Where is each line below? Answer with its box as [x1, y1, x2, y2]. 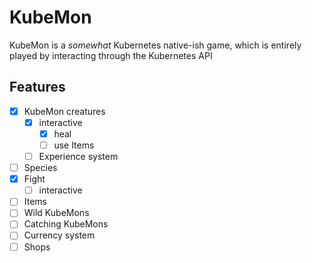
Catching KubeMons [23, 218, 109, 230]
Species [23, 162, 58, 174]
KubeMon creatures [23, 105, 106, 117]
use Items [53, 139, 95, 151]
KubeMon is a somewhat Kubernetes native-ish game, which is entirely [9, 39, 302, 51]
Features [9, 79, 66, 96]
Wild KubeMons [23, 207, 90, 219]
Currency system [23, 229, 96, 241]
